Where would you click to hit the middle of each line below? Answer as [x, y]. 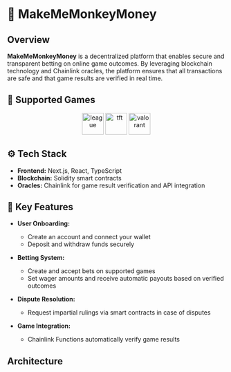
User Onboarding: [44, 223]
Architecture [35, 361]
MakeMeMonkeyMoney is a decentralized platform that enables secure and [116, 56]
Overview [29, 40]
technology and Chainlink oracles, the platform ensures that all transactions [115, 71]
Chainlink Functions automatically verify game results [103, 340]
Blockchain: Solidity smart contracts [70, 178]
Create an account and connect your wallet [89, 237]
